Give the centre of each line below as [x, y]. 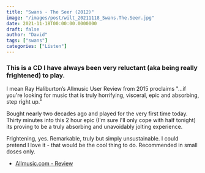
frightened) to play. [36, 75]
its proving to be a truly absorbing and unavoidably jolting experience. [95, 127]
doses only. [21, 152]
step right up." [24, 102]
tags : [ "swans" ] [27, 40]
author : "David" [27, 35]
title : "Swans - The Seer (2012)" [50, 12]
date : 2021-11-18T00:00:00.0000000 [52, 23]
